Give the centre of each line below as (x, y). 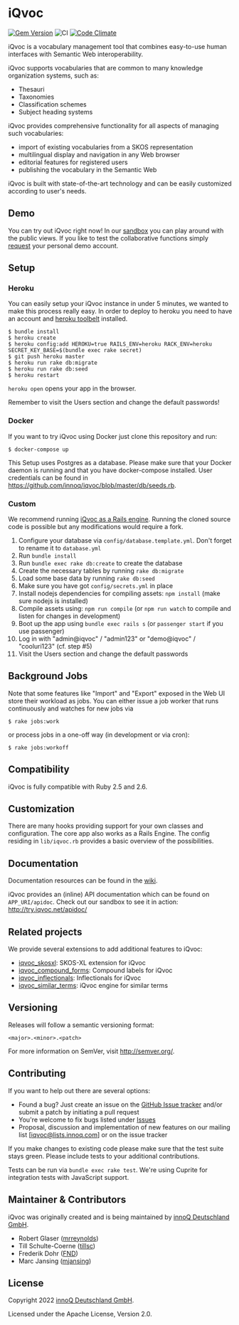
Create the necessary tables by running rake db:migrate (101, 571)
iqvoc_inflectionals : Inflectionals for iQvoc (80, 978)
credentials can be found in (48, 477)
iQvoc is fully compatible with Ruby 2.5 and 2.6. (78, 787)
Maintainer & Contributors (67, 1200)
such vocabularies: (36, 133)
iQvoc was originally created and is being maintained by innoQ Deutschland (119, 1217)
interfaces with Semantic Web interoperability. (76, 54)
